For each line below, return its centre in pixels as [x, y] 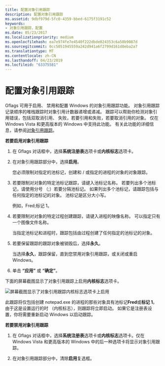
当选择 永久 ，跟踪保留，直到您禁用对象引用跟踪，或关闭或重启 [75, 254]
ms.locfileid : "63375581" [32, 65]
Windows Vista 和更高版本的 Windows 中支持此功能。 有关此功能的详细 [77, 124]
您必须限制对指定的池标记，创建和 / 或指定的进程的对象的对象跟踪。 [81, 172]
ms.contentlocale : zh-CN [31, 56]
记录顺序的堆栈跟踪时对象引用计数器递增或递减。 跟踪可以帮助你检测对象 [79, 112]
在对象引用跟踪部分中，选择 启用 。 [47, 162]
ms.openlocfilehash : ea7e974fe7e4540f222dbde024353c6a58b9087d [71, 42]
